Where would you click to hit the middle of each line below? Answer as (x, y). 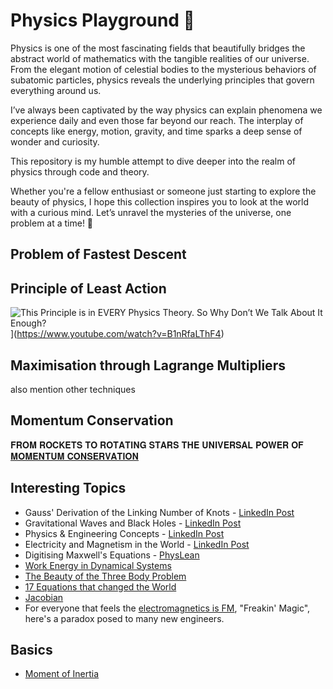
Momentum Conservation (92, 420)
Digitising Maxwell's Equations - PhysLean (112, 555)
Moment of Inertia (62, 674)
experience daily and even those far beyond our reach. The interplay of (157, 120)
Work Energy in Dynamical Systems (98, 565)
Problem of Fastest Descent (98, 254)
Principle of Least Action (88, 288)
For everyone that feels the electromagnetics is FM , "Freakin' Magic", (167, 608)
